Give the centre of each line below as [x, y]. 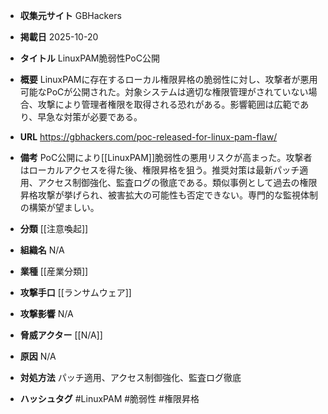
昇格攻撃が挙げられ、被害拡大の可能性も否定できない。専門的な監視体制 [168, 195]
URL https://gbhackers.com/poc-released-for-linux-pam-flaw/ [148, 137]
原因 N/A [38, 356]
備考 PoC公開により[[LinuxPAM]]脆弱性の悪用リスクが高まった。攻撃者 [166, 157]
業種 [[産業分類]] [54, 271]
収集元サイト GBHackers [70, 15]
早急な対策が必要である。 [90, 117]
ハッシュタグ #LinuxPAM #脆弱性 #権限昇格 [109, 398]
